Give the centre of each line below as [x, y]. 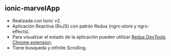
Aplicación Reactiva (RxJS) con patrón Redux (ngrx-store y [74, 26]
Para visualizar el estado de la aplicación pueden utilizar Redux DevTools [89, 37]
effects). [21, 31]
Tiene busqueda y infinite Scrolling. [50, 47]
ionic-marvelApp [32, 8]
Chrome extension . [32, 42]
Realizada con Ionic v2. [37, 20]
